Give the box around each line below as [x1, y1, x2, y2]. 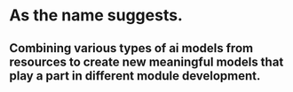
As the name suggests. [9, 5, 184, 26]
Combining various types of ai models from [9, 41, 254, 56]
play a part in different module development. [9, 68, 261, 83]
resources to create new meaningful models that [9, 54, 284, 69]
